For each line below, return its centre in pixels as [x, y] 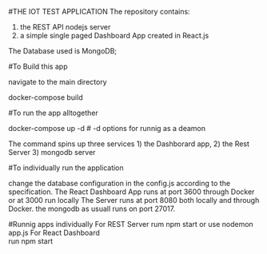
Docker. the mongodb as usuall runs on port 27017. [92, 208]
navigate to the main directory [58, 82]
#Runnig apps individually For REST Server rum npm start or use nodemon [131, 224]
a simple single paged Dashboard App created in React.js [114, 36]
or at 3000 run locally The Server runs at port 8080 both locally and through [134, 200]
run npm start [31, 241]
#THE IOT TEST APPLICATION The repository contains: [99, 12]
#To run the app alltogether [53, 113]
